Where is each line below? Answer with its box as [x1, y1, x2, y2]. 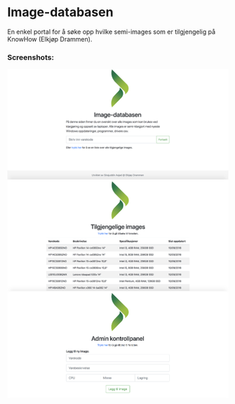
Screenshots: [7, 52, 55, 62]
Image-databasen [7, 4, 114, 20]
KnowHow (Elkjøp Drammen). [7, 34, 93, 43]
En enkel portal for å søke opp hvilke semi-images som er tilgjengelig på [7, 27, 216, 36]
